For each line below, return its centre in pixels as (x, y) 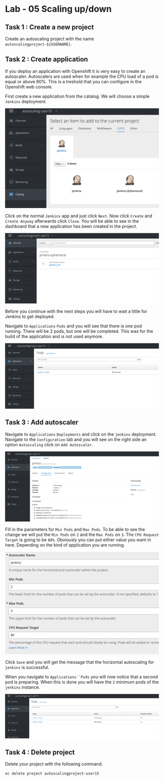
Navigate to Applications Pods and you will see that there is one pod (74, 326)
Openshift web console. (29, 87)
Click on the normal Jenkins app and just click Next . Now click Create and (79, 216)
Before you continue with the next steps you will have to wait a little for (76, 311)
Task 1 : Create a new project (50, 27)
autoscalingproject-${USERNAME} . (39, 44)
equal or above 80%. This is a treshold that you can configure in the (73, 81)
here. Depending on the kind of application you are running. (65, 545)
